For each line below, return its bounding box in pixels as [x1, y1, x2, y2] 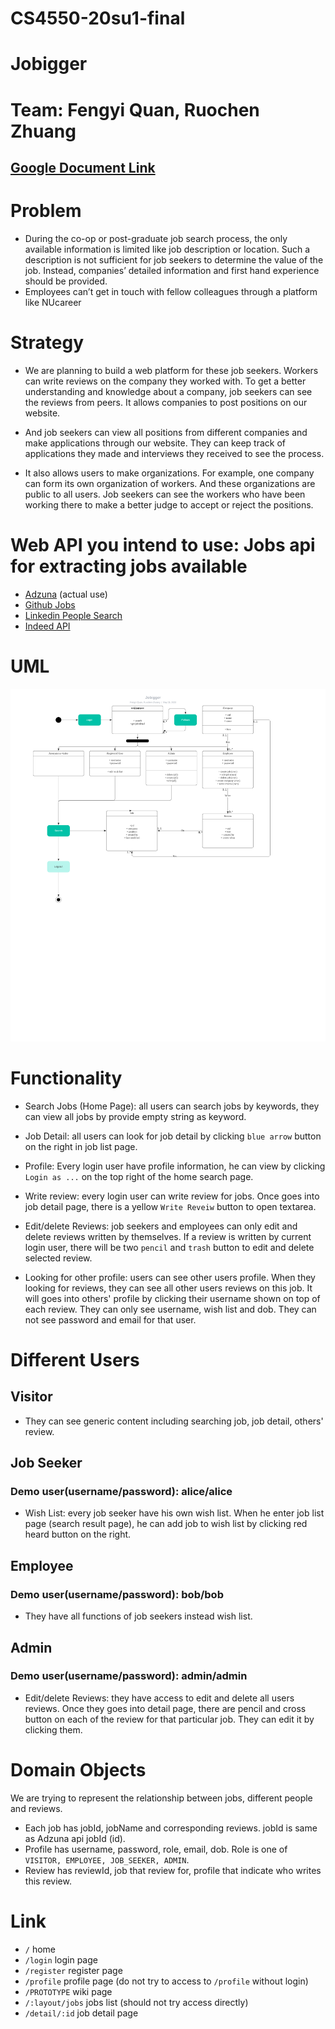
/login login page [24, 1953, 98, 1966]
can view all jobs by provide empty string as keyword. [24, 1110, 247, 1122]
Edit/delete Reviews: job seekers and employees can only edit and [24, 1220, 298, 1232]
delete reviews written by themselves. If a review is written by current [24, 1230, 312, 1242]
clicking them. [24, 1723, 83, 1736]
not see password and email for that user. [24, 1313, 197, 1326]
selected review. [24, 1252, 93, 1264]
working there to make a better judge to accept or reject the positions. [24, 498, 314, 511]
